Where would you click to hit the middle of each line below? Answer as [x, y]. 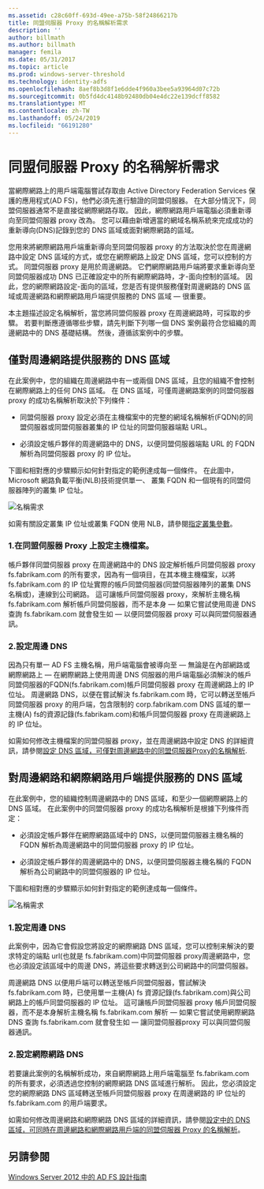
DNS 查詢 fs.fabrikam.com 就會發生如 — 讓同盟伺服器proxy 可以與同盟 [123, 1022]
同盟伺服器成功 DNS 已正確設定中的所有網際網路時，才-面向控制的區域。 [126, 276]
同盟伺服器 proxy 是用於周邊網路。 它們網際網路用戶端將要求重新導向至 [139, 266]
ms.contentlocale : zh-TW [49, 111]
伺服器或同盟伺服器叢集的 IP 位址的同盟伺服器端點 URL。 [119, 426]
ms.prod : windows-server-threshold [67, 74]
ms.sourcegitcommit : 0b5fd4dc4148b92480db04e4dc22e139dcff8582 [114, 96]
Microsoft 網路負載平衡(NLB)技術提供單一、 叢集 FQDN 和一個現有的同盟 [126, 480]
